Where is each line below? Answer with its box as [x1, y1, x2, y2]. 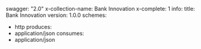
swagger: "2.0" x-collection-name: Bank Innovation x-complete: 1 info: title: [5, 5, 196, 12]
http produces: [14, 24, 53, 30]
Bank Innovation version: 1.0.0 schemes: [5, 11, 107, 19]
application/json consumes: [14, 30, 84, 37]
